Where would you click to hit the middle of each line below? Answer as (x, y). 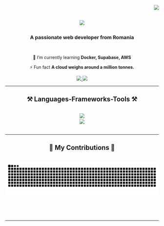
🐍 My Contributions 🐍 (82, 148)
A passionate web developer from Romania (82, 38)
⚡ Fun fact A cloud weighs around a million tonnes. (82, 67)
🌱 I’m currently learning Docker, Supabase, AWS (82, 58)
